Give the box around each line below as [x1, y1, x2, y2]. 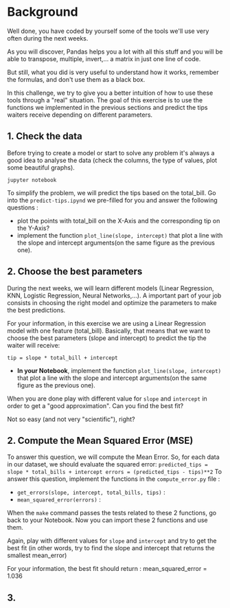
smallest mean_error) [7, 551, 67, 560]
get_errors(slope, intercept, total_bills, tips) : [16, 488, 166, 497]
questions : [7, 203, 39, 212]
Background [7, 4, 78, 20]
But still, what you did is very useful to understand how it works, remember [7, 68, 220, 76]
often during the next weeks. [7, 34, 89, 42]
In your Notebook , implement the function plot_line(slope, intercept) [16, 366, 222, 374]
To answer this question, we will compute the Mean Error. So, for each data [7, 453, 220, 461]
